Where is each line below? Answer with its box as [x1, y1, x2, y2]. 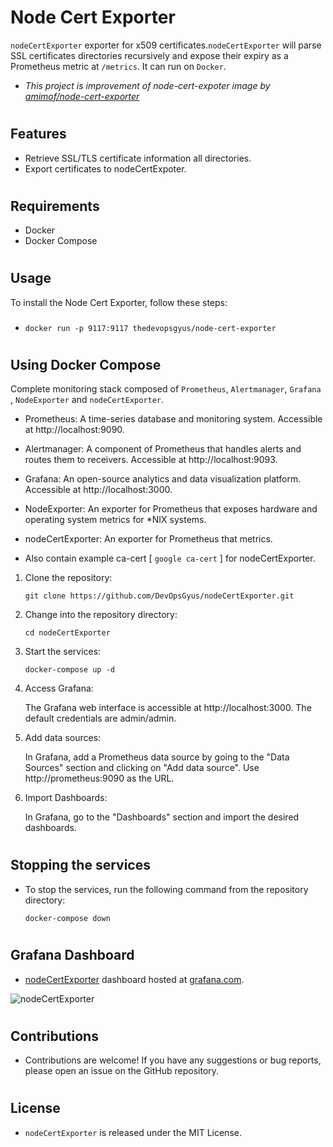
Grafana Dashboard [10, 947, 135, 964]
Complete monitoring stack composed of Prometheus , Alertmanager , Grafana [10, 383, 322, 395]
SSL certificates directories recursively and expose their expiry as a [10, 49, 289, 61]
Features [10, 126, 67, 143]
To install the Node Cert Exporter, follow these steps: [10, 296, 228, 308]
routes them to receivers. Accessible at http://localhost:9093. [24, 454, 278, 466]
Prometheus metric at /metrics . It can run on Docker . [10, 60, 227, 72]
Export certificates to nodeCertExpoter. [24, 162, 187, 175]
